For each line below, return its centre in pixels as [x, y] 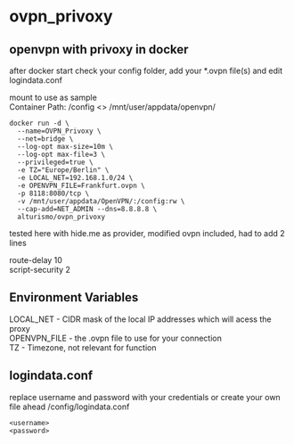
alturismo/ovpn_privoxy [61, 217]
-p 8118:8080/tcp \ [53, 193]
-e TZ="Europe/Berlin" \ [63, 170]
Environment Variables [74, 297]
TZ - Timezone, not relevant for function [83, 347]
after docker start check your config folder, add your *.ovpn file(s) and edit [146, 70]
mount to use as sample [53, 97]
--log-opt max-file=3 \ [61, 154]
